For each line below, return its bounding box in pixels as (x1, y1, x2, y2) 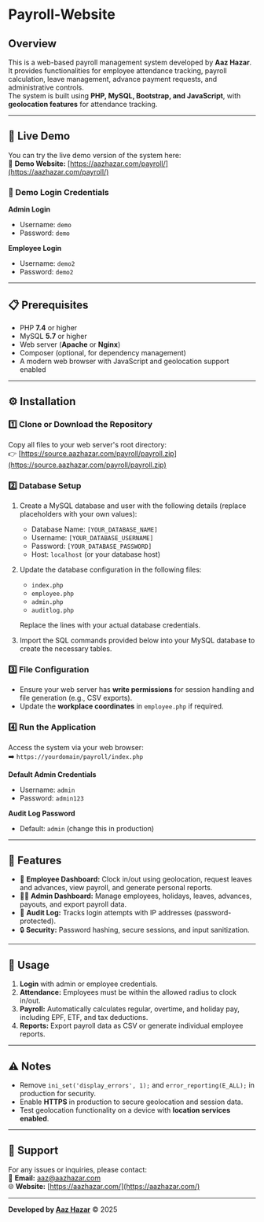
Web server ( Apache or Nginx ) (19, 340, 121, 349)
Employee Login (8, 244, 62, 253)
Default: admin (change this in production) (19, 823, 155, 833)
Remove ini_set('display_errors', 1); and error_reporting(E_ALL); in (19, 1080, 255, 1090)
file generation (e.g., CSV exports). (19, 694, 133, 703)
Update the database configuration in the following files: (19, 565, 202, 574)
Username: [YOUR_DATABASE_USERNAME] (31, 532, 154, 542)
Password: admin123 (19, 793, 84, 803)
